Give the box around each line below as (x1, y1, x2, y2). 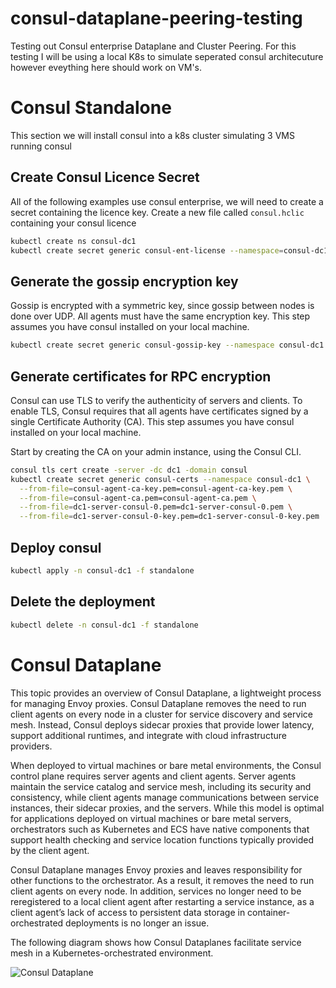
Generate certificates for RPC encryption (10, 368, 272, 385)
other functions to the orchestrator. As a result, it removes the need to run (10, 874, 315, 886)
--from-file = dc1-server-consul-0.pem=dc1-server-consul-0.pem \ (19, 502, 293, 512)
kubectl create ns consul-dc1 (10, 236, 137, 246)
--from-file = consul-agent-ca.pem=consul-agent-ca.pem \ (19, 493, 257, 503)
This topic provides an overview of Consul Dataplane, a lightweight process (10, 687, 322, 699)
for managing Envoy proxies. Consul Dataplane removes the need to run (10, 697, 307, 709)
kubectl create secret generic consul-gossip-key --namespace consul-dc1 (10, 340, 325, 351)
